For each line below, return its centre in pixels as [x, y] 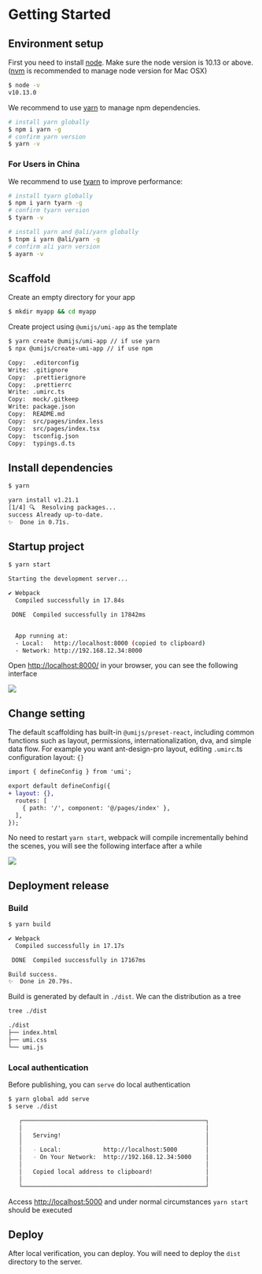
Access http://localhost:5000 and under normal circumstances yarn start [129, 1202]
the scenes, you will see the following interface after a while [105, 846]
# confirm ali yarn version [54, 246]
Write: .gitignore [38, 370]
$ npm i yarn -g [35, 129]
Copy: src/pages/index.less [56, 421]
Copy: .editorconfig [44, 363]
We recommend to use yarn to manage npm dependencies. [104, 107]
